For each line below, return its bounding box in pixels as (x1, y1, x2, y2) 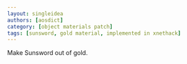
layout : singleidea (7, 10, 64, 17)
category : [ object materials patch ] (7, 23, 113, 30)
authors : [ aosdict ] (7, 17, 64, 24)
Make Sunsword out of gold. (7, 49, 88, 57)
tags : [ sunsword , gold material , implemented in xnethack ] (7, 29, 181, 37)
